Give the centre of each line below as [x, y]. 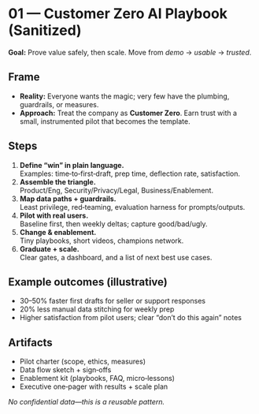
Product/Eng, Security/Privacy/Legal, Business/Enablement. [117, 190]
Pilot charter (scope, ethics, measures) [83, 362]
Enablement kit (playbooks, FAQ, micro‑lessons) [97, 379]
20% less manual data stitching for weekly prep [97, 309]
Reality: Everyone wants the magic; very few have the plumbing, [124, 96]
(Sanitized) [45, 30]
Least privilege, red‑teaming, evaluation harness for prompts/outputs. [132, 207]
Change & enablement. [58, 232]
